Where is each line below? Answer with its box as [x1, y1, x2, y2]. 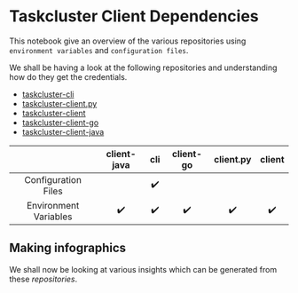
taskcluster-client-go [21, 117, 99, 128]
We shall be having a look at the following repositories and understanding [9, 62, 278, 73]
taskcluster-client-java [21, 126, 105, 137]
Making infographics [9, 241, 127, 256]
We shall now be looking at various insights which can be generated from [9, 264, 278, 274]
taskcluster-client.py [21, 98, 98, 108]
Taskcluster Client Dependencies [9, 6, 259, 27]
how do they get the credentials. [9, 71, 128, 82]
